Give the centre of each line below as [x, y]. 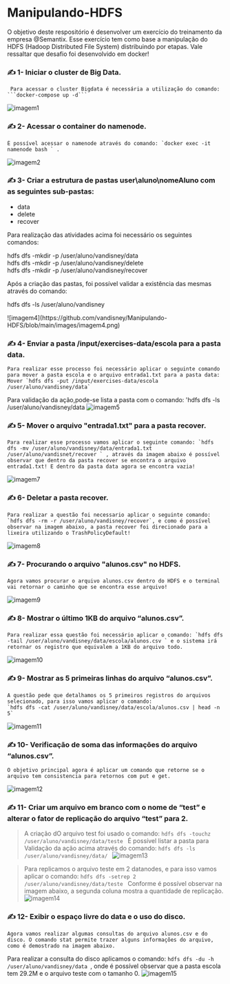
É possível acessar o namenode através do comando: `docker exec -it [109, 143]
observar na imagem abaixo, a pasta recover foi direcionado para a [107, 527]
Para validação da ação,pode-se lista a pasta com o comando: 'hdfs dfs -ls [114, 400]
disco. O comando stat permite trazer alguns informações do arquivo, [111, 940]
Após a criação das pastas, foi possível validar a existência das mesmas [109, 283]
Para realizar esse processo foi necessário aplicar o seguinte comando [114, 369]
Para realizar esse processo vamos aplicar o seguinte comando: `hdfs [111, 443]
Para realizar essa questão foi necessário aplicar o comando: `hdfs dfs [115, 635]
